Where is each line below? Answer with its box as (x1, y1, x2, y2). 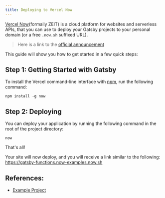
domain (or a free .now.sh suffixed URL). (5, 31, 88, 37)
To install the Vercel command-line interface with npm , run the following (5, 78, 154, 85)
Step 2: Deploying (5, 107, 62, 115)
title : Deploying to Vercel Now (5, 7, 72, 12)
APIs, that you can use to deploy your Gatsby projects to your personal (5, 26, 151, 32)
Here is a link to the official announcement (17, 41, 105, 47)
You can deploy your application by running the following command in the (5, 120, 157, 126)
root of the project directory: (5, 126, 64, 132)
